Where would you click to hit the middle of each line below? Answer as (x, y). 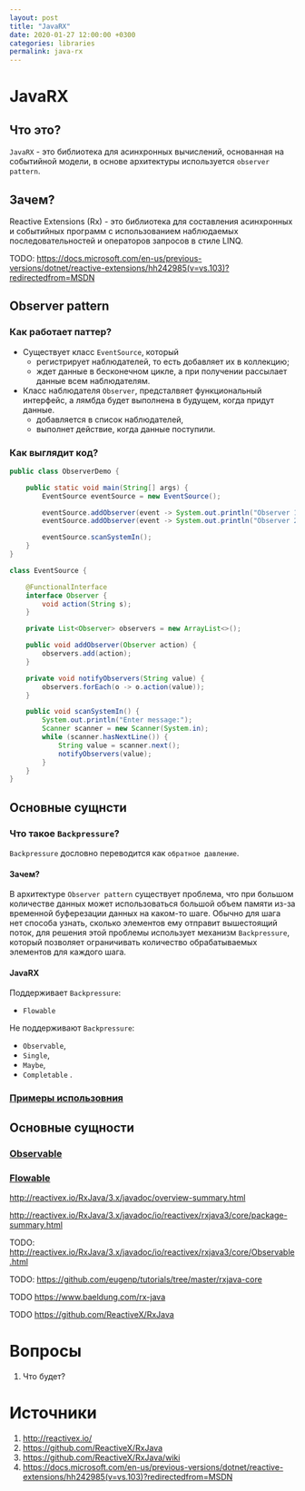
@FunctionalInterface (66, 587)
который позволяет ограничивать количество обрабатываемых (133, 943)
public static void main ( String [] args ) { (107, 488)
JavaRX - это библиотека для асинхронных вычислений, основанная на (147, 152)
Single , (36, 1055)
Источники (53, 1413)
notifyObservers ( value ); (105, 754)
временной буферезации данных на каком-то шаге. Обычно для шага (145, 913)
